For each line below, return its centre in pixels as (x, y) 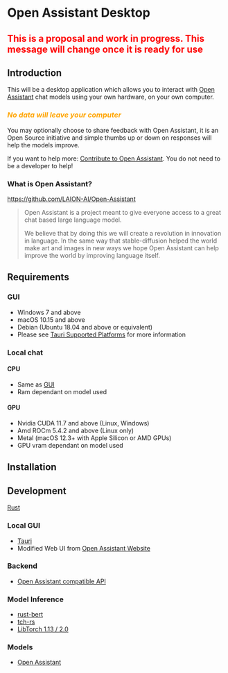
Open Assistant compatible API (61, 581)
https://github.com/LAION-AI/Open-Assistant (72, 199)
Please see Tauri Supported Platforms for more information (101, 334)
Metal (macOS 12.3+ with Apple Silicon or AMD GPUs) (94, 438)
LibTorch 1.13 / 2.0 (43, 629)
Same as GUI (36, 384)
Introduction (35, 73)
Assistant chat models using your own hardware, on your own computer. (111, 97)
